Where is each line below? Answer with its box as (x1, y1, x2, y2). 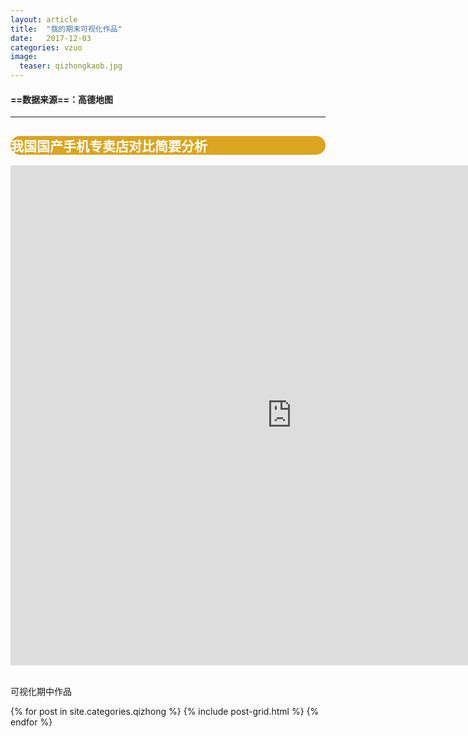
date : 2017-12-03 (10, 33, 92, 43)
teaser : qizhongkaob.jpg (19, 61, 123, 71)
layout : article (10, 14, 78, 25)
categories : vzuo (10, 42, 83, 53)
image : (10, 52, 38, 62)
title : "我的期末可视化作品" (10, 24, 123, 34)
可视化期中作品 (10, 686, 72, 698)
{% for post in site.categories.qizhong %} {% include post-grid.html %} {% (10, 706, 320, 718)
